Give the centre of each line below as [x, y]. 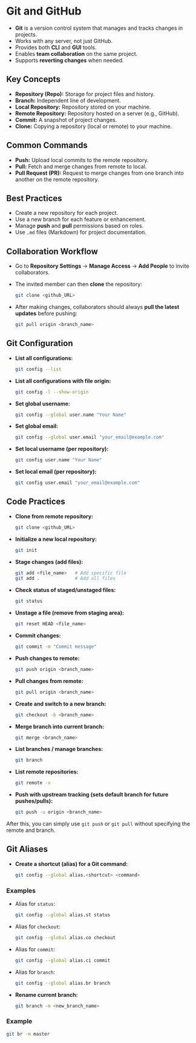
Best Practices [34, 198]
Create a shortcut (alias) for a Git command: [71, 864]
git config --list [38, 369]
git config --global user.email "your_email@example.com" [90, 437]
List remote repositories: [47, 772]
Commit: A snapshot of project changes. [66, 120]
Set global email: [37, 426]
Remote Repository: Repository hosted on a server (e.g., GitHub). [97, 113]
